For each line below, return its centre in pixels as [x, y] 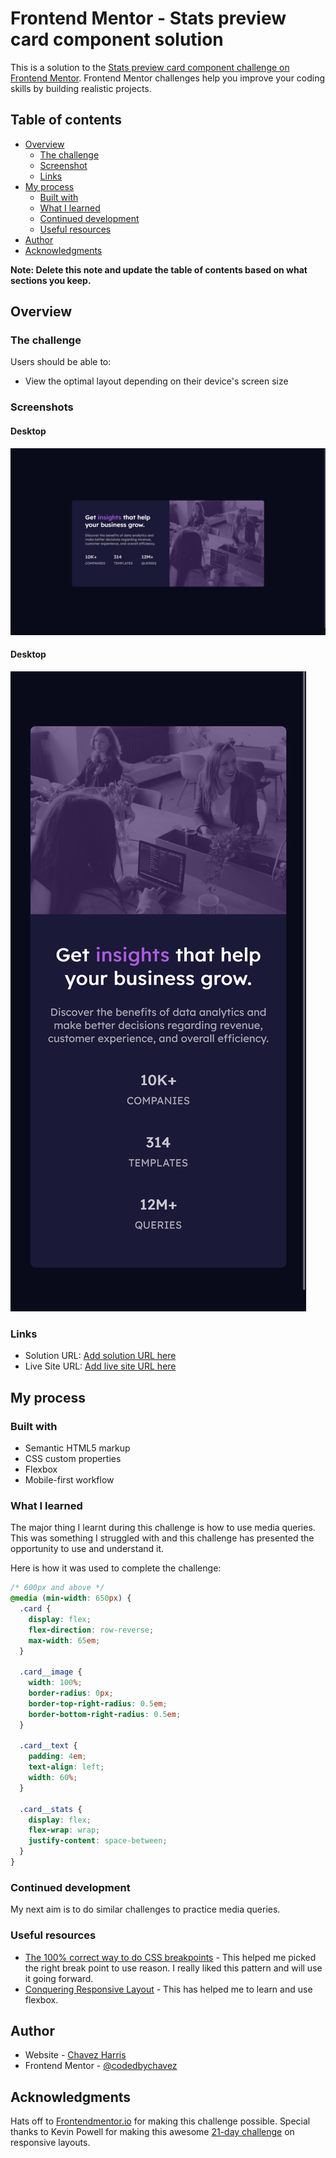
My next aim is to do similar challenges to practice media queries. [145, 1909]
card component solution [117, 39]
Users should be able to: [61, 362]
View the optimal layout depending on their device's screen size [156, 381]
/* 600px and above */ [57, 1588]
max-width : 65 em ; [64, 1640]
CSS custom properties [73, 1458]
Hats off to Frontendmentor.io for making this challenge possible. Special [160, 2121]
